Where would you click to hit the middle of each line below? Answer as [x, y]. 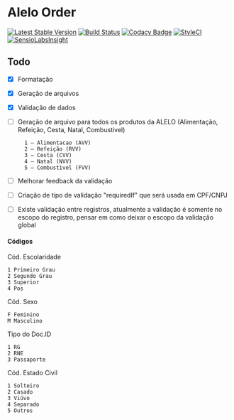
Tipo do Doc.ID [29, 334]
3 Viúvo [19, 399]
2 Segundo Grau [30, 276]
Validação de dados [46, 107]
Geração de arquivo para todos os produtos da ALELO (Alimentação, [118, 122]
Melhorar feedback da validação [65, 181]
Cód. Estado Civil [33, 373]
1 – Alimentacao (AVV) [58, 143]
